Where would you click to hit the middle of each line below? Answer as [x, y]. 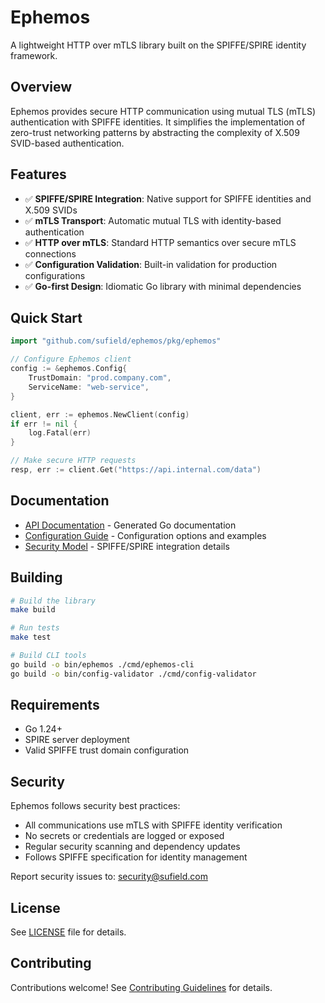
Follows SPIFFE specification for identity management [136, 857]
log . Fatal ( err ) [60, 433]
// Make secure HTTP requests [73, 461]
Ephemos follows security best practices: [95, 806]
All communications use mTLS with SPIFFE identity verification [153, 825]
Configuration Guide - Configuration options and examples [145, 535]
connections [50, 253]
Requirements [55, 705]
